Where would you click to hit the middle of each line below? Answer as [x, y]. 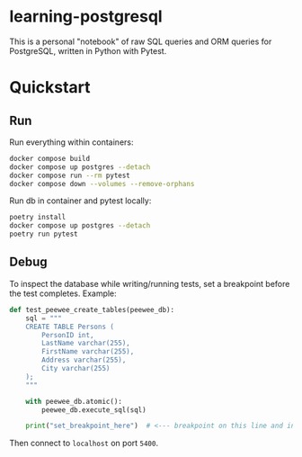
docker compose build [50, 158]
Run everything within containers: [71, 142]
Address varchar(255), [84, 360]
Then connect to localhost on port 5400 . [84, 444]
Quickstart [50, 88]
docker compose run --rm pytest [70, 175]
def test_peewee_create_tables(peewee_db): [92, 309]
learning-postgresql [86, 17]
